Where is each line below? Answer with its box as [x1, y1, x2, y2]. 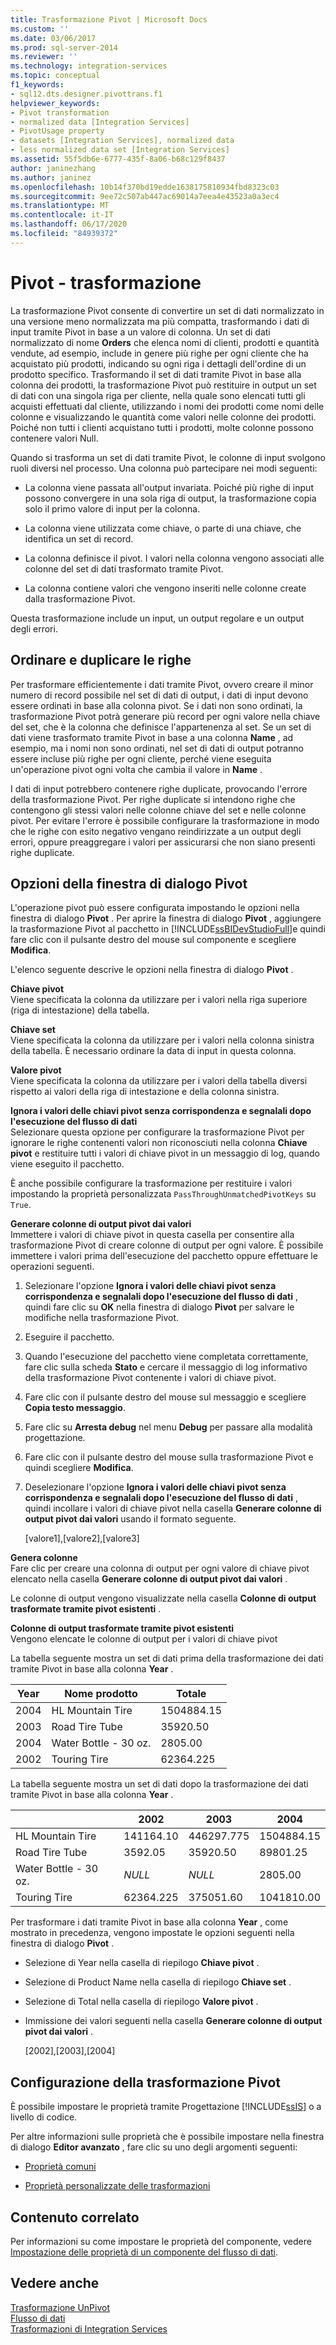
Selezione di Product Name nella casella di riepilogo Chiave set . [24, 1976, 292, 1988]
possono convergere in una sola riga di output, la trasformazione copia [24, 492, 317, 504]
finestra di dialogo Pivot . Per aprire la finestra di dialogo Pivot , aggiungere [10, 912, 322, 925]
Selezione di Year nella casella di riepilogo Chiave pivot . [24, 1957, 260, 1969]
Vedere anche [10, 2275, 100, 2292]
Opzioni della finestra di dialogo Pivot [10, 875, 248, 892]
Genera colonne [10, 1552, 78, 1564]
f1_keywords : [10, 80, 65, 90]
